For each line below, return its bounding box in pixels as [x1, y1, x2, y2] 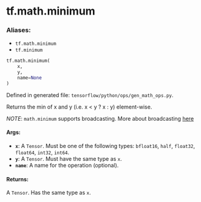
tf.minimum [15, 47, 43, 53]
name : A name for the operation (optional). [15, 162, 119, 169]
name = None [17, 75, 43, 81]
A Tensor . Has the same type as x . [6, 189, 91, 197]
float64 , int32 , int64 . [15, 149, 70, 156]
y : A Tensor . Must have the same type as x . [15, 155, 123, 163]
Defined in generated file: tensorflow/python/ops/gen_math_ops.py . [6, 91, 174, 98]
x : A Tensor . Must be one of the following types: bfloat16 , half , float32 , [15, 143, 196, 150]
